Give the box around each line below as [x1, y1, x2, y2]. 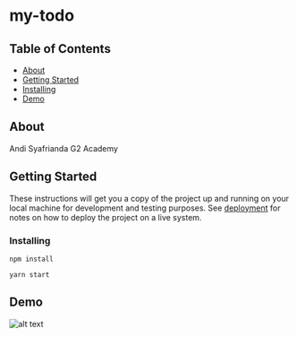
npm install [9, 255, 54, 264]
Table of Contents [9, 41, 112, 56]
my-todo [9, 5, 74, 26]
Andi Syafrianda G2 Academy [9, 143, 119, 153]
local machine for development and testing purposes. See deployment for [9, 203, 281, 213]
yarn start [9, 270, 50, 279]
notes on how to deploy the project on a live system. [9, 212, 202, 222]
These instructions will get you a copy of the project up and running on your [9, 193, 289, 203]
